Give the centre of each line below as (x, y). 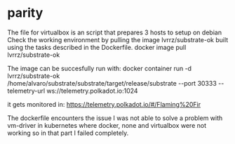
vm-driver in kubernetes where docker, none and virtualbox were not (107, 125)
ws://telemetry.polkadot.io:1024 (92, 91)
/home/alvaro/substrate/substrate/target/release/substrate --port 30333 (112, 83)
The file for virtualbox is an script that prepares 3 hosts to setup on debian (115, 32)
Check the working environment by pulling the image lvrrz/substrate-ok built (118, 39)
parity (25, 13)
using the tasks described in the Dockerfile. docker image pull (97, 47)
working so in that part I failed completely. (68, 133)
